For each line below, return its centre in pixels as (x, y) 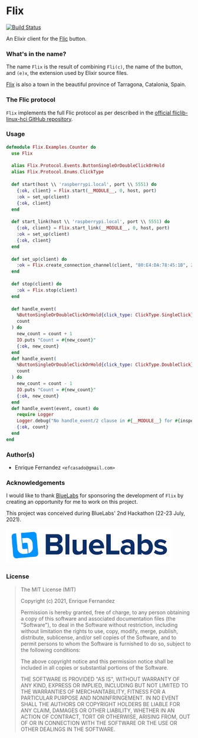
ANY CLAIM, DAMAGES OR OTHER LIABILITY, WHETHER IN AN (98, 710)
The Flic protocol (31, 100)
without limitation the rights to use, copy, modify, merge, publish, (99, 631)
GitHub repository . (51, 119)
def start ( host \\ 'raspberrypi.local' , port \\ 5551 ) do (84, 185)
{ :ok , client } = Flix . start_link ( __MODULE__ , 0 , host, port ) (93, 228)
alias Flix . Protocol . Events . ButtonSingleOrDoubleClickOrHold (88, 166)
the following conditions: (50, 650)
